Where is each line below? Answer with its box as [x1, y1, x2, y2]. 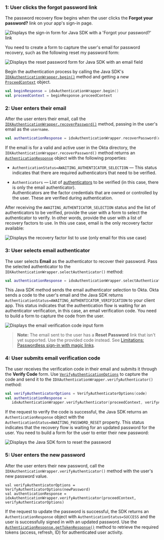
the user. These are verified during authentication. [12, 195, 113, 201]
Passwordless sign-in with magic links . [17, 342, 95, 348]
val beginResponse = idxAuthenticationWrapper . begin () [5, 89, 119, 94]
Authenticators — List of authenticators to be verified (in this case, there [12, 180, 159, 185]
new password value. [5, 473, 48, 479]
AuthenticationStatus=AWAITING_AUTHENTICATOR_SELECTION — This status [12, 165, 157, 171]
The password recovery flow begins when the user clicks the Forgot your [5, 15, 153, 21]
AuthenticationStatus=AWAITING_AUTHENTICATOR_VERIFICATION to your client [5, 297, 155, 303]
